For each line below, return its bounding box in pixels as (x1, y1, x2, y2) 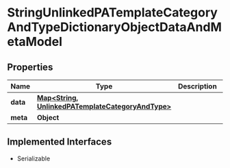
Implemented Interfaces (7, 136, 112, 148)
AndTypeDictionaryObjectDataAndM (7, 19, 222, 35)
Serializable (16, 154, 51, 163)
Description (177, 82, 217, 91)
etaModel (7, 34, 63, 49)
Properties (7, 61, 53, 73)
